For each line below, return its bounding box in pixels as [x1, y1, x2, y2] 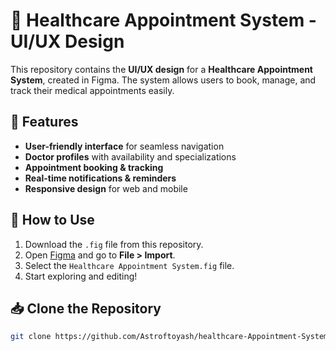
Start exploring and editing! [24, 270, 138, 282]
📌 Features [10, 114, 79, 131]
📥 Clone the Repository [10, 300, 162, 317]
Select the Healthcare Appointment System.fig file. [24, 259, 235, 271]
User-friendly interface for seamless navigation [24, 140, 225, 152]
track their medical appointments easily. [10, 84, 175, 96]
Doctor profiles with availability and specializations [24, 150, 237, 163]
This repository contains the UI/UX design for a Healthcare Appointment [10, 63, 313, 75]
